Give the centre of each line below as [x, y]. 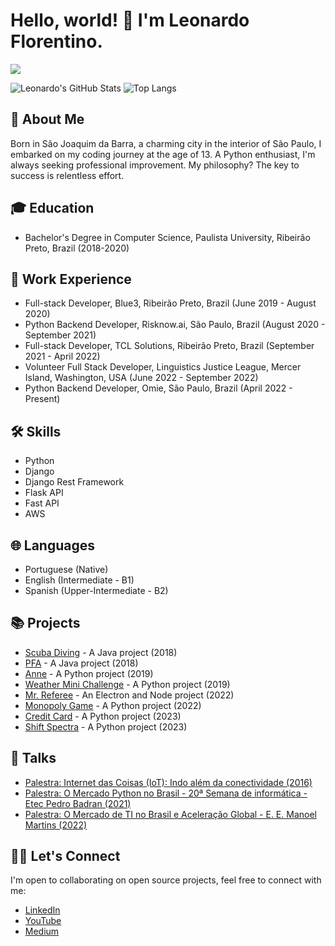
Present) [42, 399]
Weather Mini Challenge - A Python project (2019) [127, 684]
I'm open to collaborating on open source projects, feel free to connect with [166, 880]
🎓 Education [52, 208]
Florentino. [56, 41]
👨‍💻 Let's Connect [65, 856]
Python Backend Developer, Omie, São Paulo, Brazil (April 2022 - [158, 388]
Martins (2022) [56, 825]
